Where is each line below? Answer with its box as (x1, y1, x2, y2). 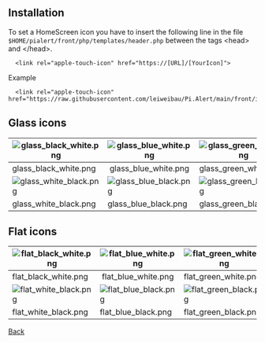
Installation (8, 6, 65, 20)
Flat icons (8, 225, 58, 238)
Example (8, 72, 37, 82)
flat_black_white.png (12, 271, 88, 282)
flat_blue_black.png (99, 307, 172, 318)
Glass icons (8, 116, 67, 130)
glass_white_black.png (12, 198, 96, 209)
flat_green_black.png (184, 307, 262, 318)
